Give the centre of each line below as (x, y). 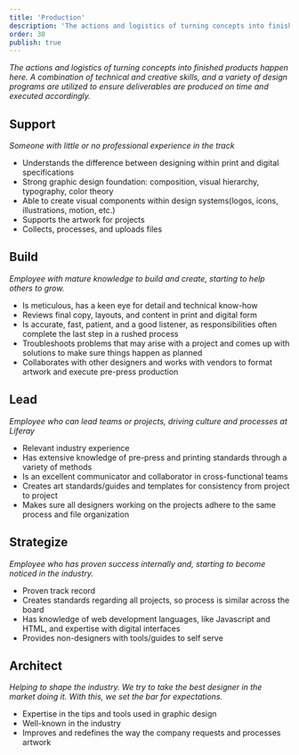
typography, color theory (68, 192)
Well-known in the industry (72, 724)
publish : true (36, 42)
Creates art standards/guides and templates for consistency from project (156, 486)
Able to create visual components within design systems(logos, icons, (150, 201)
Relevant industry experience (76, 447)
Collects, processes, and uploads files (92, 229)
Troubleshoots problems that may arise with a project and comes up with (156, 343)
